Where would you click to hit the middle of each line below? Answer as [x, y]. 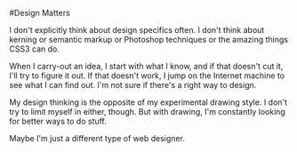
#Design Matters [40, 13]
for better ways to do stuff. [58, 121]
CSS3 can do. [34, 49]
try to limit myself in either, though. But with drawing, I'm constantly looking [148, 112]
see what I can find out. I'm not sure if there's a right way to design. [133, 85]
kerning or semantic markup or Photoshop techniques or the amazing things [149, 40]
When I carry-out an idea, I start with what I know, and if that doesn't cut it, [146, 66]
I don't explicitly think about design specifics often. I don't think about [137, 30]
